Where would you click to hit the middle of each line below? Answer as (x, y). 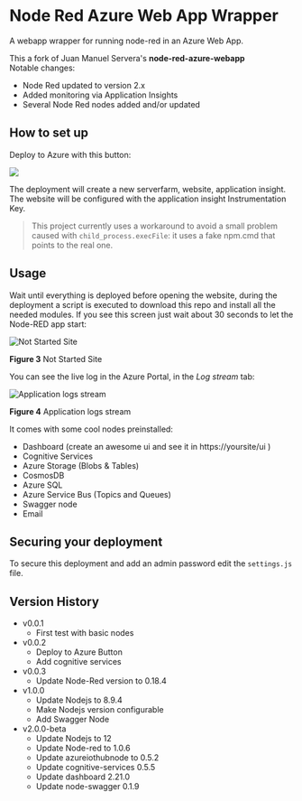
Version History (54, 601)
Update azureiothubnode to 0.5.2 (97, 758)
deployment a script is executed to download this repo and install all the (143, 304)
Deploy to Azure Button (79, 652)
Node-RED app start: (48, 324)
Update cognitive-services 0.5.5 (96, 768)
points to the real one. (72, 245)
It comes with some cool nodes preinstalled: (92, 429)
